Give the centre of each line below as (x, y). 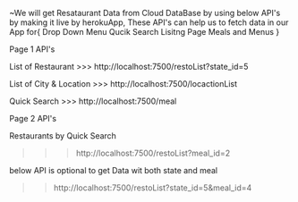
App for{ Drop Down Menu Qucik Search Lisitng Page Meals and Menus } (145, 32)
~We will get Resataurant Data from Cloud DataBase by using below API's (145, 13)
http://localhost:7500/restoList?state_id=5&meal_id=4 (153, 188)
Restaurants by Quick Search (63, 136)
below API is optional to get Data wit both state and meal (113, 170)
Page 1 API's (32, 49)
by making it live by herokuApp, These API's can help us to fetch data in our (149, 22)
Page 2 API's (33, 118)
